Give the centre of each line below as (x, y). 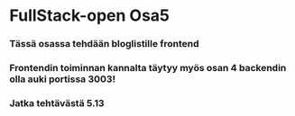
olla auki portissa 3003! (62, 79)
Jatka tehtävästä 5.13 (57, 103)
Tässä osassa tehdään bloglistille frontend (105, 44)
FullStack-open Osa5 (89, 16)
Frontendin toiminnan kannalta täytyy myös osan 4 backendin (148, 68)
